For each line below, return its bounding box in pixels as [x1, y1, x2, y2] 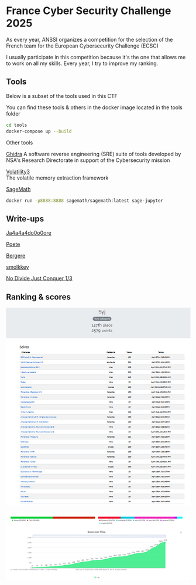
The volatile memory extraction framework [6, 174, 109, 181]
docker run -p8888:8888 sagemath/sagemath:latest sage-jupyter [6, 198, 164, 204]
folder [6, 110, 20, 117]
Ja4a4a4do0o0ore [6, 229, 51, 236]
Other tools [6, 139, 33, 146]
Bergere [6, 252, 26, 259]
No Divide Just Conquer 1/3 [6, 275, 73, 282]
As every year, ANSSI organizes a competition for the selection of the [6, 36, 173, 43]
